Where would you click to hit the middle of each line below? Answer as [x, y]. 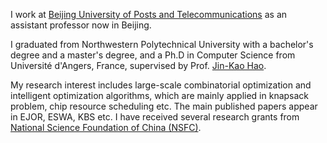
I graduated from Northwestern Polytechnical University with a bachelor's [162, 44]
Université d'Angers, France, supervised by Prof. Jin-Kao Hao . [138, 65]
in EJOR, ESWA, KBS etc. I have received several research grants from [155, 117]
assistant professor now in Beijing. [81, 25]
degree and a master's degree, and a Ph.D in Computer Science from [153, 55]
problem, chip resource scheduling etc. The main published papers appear [164, 106]
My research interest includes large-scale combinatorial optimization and [161, 85]
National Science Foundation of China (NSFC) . [106, 127]
